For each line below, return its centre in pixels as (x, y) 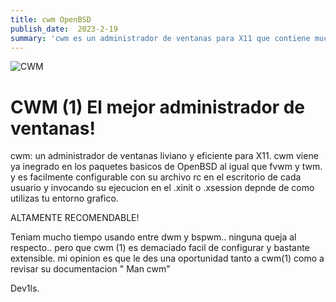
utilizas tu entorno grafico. (64, 198)
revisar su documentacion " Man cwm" (90, 269)
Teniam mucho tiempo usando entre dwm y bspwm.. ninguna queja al (153, 237)
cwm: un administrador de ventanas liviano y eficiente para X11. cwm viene (164, 156)
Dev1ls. (25, 288)
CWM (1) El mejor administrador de (158, 107)
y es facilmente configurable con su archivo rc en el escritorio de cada (156, 177)
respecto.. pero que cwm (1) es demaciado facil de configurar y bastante (160, 248)
